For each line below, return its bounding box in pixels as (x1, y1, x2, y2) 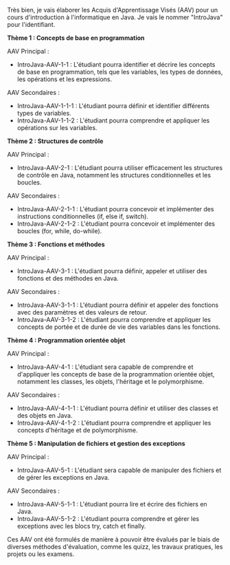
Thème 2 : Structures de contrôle (7, 137, 104, 145)
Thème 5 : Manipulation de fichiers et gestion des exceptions (7, 440, 185, 447)
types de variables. (16, 109, 72, 117)
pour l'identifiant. (7, 21, 56, 28)
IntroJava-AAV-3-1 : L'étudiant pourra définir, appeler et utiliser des (16, 267, 207, 275)
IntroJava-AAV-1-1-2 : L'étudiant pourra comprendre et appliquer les (16, 116, 210, 125)
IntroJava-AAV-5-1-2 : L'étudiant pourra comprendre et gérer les (16, 515, 200, 522)
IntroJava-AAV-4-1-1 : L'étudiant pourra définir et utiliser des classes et (16, 404, 218, 412)
